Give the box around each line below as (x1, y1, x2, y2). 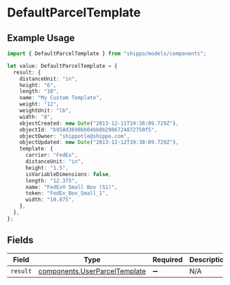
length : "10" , (19, 88, 60, 95)
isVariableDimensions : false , (25, 171, 112, 177)
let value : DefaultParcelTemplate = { (7, 62, 118, 69)
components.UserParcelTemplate (38, 266, 146, 275)
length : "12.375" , (25, 177, 78, 184)
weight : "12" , (19, 101, 60, 108)
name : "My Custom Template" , (19, 95, 103, 101)
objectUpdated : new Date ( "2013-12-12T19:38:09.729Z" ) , (19, 139, 179, 146)
